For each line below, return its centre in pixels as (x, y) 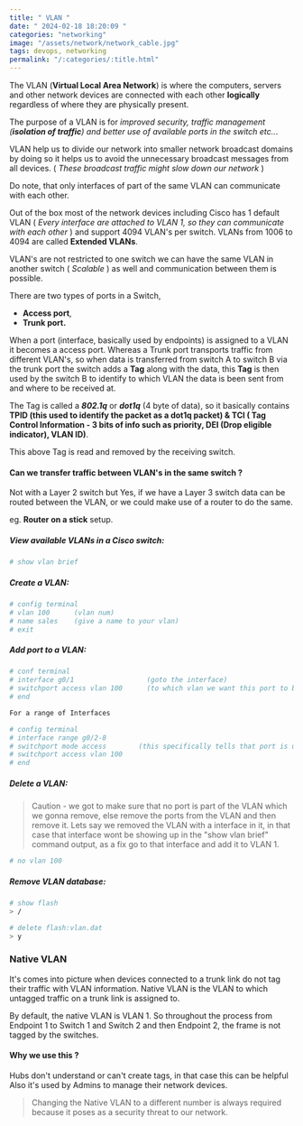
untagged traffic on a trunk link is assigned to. (95, 998)
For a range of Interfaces (60, 713)
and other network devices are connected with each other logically (134, 95)
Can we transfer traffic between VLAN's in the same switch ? (126, 472)
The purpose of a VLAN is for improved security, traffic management (138, 122)
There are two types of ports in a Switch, (85, 295)
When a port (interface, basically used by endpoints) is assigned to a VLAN (149, 340)
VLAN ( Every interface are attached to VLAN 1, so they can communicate (147, 222)
